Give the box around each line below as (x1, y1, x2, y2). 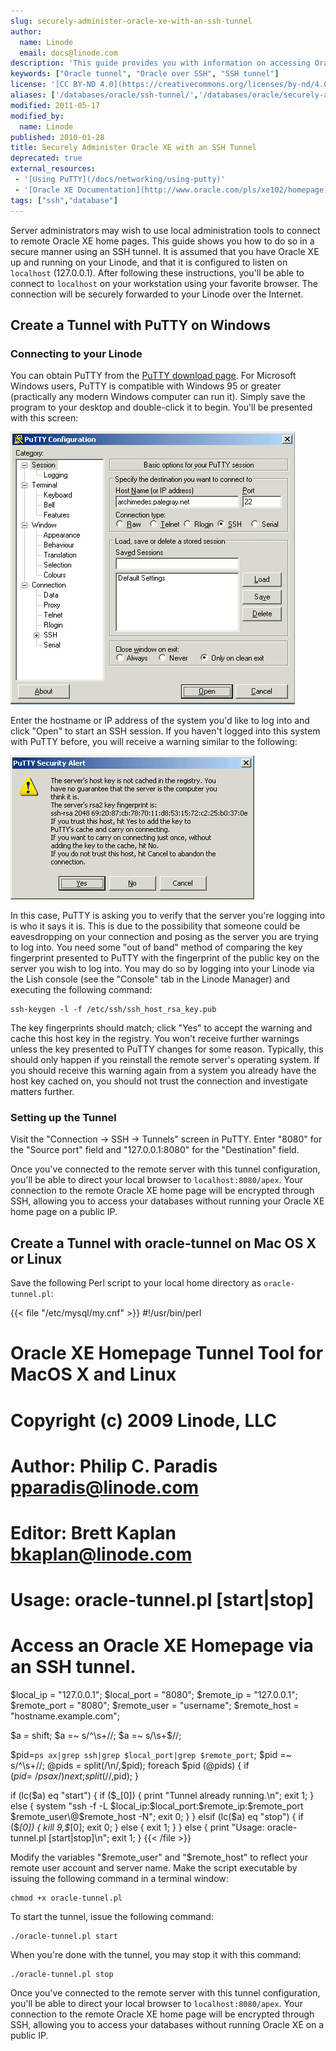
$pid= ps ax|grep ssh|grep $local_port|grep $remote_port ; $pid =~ (10, 1749, 292, 1761)
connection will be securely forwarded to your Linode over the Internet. (10, 288, 304, 300)
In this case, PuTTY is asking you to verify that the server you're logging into (10, 910, 326, 922)
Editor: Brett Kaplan (10, 1522, 177, 1545)
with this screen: (10, 412, 79, 424)
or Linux (10, 1250, 63, 1267)
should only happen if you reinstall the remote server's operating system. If (10, 1054, 320, 1066)
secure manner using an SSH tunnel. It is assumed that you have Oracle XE (10, 245, 320, 257)
